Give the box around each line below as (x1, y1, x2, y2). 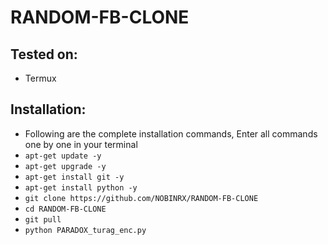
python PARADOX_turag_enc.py (24, 225, 147, 235)
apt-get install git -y (24, 172, 125, 182)
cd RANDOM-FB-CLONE (24, 204, 107, 214)
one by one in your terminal (24, 138, 138, 150)
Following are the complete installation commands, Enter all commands (24, 127, 318, 140)
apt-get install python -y (24, 182, 138, 193)
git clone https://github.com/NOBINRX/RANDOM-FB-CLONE (24, 193, 259, 203)
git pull (24, 214, 62, 225)
